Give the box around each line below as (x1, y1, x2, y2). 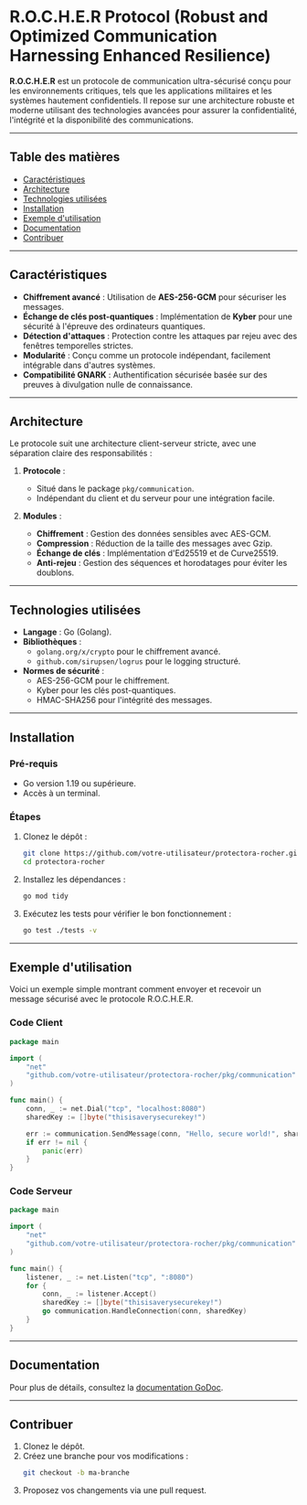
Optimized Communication (9, 26, 217, 47)
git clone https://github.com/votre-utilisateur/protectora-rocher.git (22, 849, 302, 859)
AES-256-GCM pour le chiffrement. (36, 675, 170, 687)
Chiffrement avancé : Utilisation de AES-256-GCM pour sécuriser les (22, 291, 287, 303)
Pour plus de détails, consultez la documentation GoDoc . (9, 1382, 224, 1393)
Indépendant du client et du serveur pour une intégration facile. (36, 493, 276, 504)
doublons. (36, 567, 75, 578)
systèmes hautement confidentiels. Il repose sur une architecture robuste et (9, 94, 295, 106)
